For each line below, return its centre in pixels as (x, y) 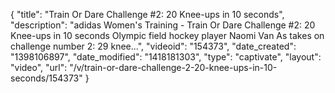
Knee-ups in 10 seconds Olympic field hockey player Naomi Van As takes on (167, 35)
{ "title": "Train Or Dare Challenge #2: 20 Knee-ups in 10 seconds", (147, 14)
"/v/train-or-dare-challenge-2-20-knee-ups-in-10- (173, 67)
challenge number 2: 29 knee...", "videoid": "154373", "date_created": (153, 46)
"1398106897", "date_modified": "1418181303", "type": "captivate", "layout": (166, 57)
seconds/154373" (46, 78)
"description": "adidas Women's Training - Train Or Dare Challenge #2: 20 (163, 25)
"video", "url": (39, 67)
